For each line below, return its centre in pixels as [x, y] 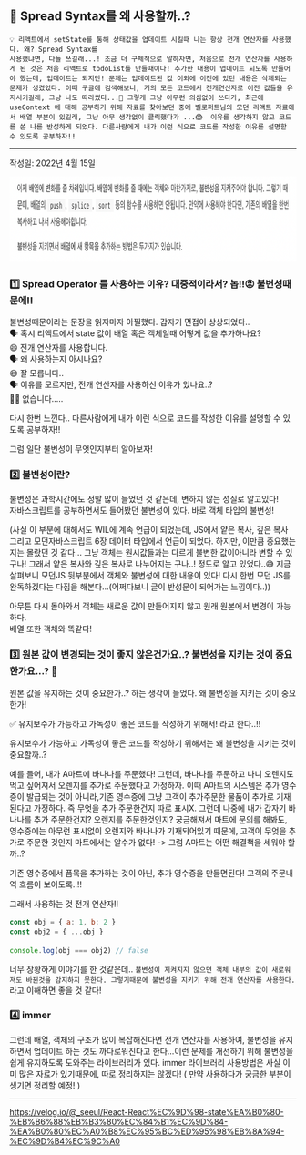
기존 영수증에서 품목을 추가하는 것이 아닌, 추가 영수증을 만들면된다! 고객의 [139, 873]
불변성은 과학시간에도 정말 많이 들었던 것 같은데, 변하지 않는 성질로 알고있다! [144, 499]
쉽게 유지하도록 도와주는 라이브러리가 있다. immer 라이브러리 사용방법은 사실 [145, 1062]
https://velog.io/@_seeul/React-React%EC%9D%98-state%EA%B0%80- [147, 1112]
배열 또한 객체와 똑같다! [51, 629]
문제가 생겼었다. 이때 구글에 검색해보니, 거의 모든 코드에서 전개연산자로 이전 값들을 [146, 88]
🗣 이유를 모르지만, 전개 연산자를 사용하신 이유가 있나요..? [111, 384]
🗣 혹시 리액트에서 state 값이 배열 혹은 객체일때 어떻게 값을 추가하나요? [135, 333]
